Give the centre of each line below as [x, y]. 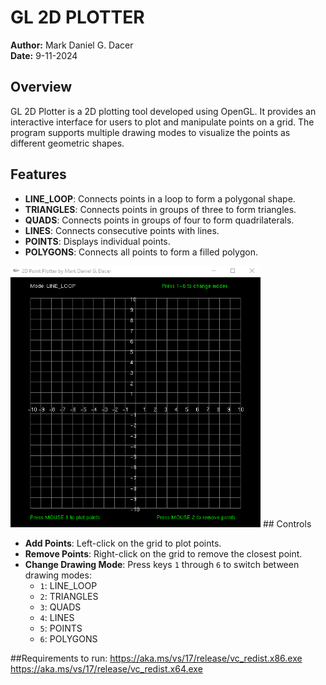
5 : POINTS [61, 628]
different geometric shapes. [67, 143]
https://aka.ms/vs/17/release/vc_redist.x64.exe [106, 668]
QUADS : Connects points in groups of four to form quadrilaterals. [159, 220]
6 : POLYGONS [68, 638]
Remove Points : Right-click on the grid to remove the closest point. [163, 553]
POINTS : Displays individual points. [97, 241]
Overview [41, 87]
